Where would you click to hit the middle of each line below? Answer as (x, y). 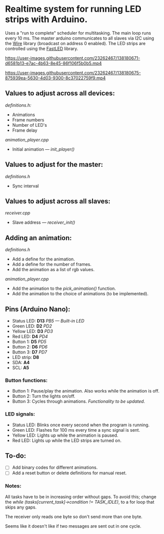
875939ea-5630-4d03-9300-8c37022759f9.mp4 (56, 78)
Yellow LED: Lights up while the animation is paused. (65, 435)
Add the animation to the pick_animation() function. (64, 289)
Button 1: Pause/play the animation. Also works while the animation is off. (86, 391)
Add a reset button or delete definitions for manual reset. (70, 473)
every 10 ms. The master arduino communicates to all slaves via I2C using (80, 38)
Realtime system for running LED (73, 9)
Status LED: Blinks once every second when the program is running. (81, 425)
